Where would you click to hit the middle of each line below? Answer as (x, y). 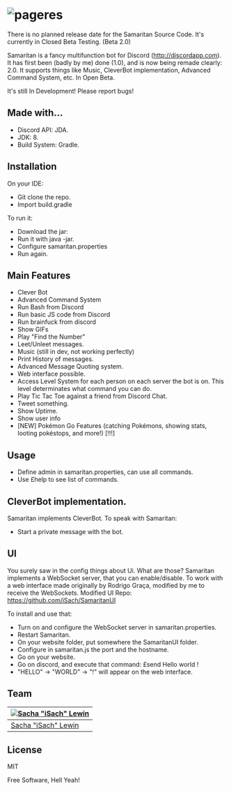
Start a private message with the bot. (70, 532)
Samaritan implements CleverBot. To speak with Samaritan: (92, 518)
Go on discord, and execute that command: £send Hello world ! (108, 664)
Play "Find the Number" (51, 337)
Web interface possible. (51, 374)
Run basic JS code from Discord (64, 315)
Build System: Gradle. (48, 145)
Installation (32, 167)
